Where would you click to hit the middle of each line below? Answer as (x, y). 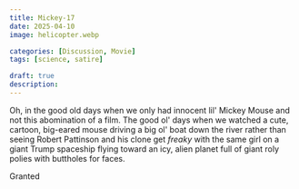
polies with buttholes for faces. (67, 158)
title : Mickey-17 (42, 18)
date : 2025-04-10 (42, 26)
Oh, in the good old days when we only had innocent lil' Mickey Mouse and (150, 110)
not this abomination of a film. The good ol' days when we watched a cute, (149, 120)
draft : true (32, 76)
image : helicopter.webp (55, 35)
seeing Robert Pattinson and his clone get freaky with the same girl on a (145, 139)
